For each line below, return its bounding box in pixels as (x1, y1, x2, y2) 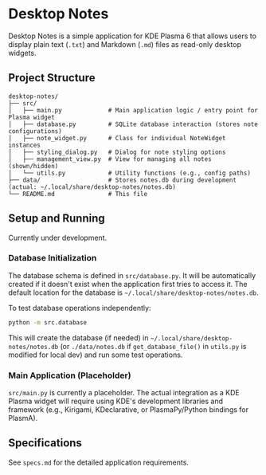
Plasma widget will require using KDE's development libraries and (8, 396, 224, 406)
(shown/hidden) (8, 162, 59, 170)
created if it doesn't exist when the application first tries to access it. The (8, 279, 248, 289)
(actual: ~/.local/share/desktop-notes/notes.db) (8, 183, 177, 191)
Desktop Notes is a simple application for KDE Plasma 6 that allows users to (8, 31, 257, 41)
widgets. (8, 48, 37, 57)
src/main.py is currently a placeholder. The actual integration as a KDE (8, 388, 241, 398)
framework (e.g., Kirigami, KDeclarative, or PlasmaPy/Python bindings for (8, 405, 249, 414)
